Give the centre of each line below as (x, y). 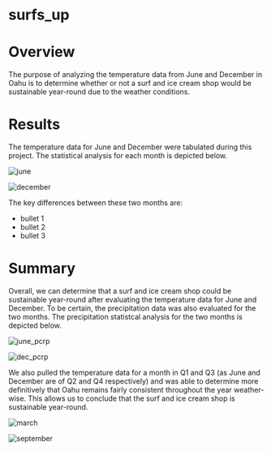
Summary (42, 268)
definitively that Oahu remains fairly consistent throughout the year (120, 390)
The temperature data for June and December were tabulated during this (130, 147)
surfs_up (39, 15)
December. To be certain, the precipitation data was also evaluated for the (132, 308)
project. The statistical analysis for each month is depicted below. (118, 156)
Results (34, 125)
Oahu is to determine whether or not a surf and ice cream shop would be (130, 84)
